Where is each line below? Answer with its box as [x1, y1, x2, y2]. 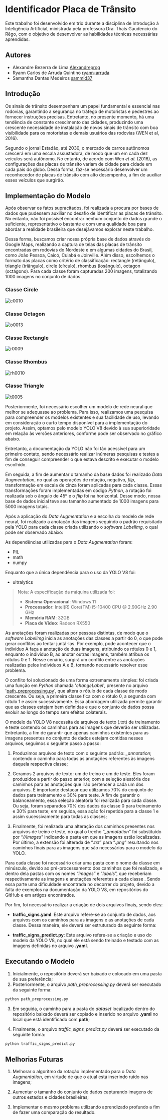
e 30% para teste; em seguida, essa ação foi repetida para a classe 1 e [12, 808, 159, 814]
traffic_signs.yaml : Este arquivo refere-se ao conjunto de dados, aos [12, 911, 156, 917]
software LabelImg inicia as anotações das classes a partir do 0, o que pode [5, 635, 163, 641]
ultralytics [12, 579, 34, 585]
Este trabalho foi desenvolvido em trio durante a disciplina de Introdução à [5, 20, 159, 26]
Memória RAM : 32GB [25, 614, 70, 620]
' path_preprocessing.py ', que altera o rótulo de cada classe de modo [5, 688, 147, 694]
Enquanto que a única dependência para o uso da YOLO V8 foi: [5, 569, 136, 575]
